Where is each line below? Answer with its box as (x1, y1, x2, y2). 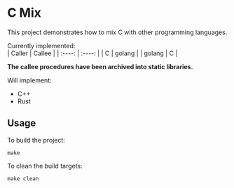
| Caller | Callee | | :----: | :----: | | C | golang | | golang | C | (7, 49, 178, 57)
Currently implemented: (7, 41, 76, 50)
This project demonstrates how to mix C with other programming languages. (7, 28, 228, 36)
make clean (7, 175, 39, 182)
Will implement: (7, 75, 52, 85)
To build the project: (7, 136, 65, 144)
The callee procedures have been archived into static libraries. (7, 62, 193, 71)
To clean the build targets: (7, 161, 83, 170)
